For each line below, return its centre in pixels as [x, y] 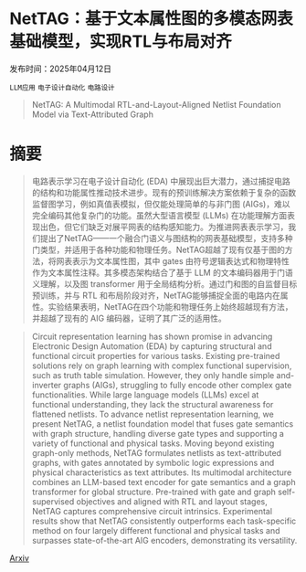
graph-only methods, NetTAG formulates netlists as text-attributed [156, 452]
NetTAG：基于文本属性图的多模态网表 [152, 19]
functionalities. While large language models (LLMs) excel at [145, 395]
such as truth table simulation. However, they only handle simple [153, 375]
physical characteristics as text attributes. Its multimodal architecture [162, 472]
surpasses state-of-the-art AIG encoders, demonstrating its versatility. [164, 540]
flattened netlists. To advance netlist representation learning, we [153, 414]
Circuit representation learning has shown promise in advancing [152, 336]
